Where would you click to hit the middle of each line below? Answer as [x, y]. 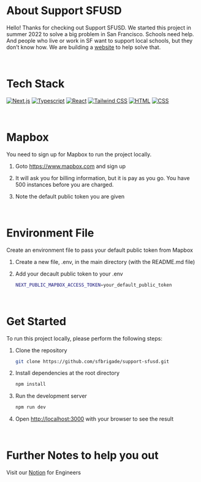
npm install [30, 384]
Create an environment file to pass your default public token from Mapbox [100, 250]
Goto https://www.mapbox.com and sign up [70, 166]
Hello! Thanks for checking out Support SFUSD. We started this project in [99, 28]
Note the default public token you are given [70, 196]
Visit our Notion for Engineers [44, 473]
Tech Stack [36, 84]
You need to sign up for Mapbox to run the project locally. [79, 154]
